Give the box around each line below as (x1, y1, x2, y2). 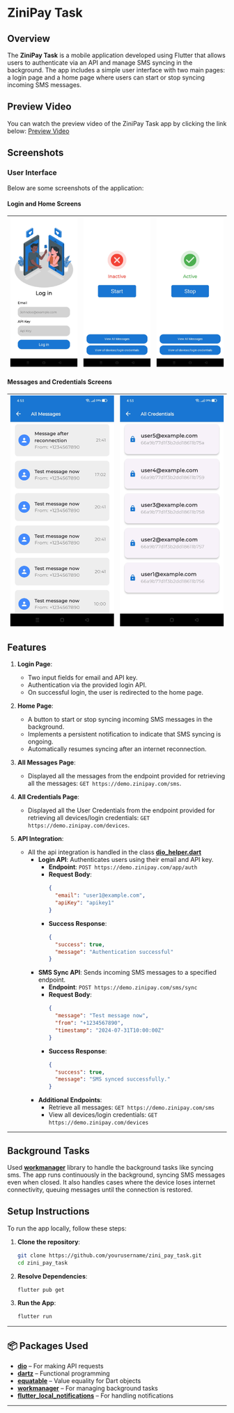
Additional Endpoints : (38, 1096, 102, 1104)
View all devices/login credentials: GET (48, 1111, 158, 1119)
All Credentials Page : (17, 793, 80, 801)
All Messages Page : (17, 758, 76, 767)
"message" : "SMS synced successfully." (54, 1076, 171, 1083)
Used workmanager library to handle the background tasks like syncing (7, 1164, 214, 1172)
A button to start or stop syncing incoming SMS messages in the (27, 716, 213, 724)
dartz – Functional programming (17, 1369, 110, 1377)
